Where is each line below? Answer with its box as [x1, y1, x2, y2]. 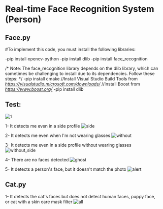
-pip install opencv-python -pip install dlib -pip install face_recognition [5, 56, 148, 62]
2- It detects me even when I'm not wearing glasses [5, 132, 111, 138]
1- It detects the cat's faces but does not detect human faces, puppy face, [5, 193, 156, 199]
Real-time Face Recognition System [5, 3, 154, 15]
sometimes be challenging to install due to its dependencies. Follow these [5, 71, 155, 77]
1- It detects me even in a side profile [5, 123, 80, 129]
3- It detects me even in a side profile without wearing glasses [5, 142, 131, 148]
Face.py [5, 33, 31, 42]
